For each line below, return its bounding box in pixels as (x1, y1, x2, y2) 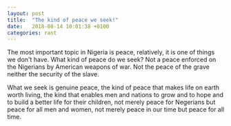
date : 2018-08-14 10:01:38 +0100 (7, 23, 110, 30)
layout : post (7, 10, 45, 17)
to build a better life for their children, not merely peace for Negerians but (7, 98, 216, 107)
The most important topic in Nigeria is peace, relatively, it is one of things (7, 48, 215, 56)
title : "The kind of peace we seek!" (7, 17, 119, 23)
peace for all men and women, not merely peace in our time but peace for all (7, 105, 225, 114)
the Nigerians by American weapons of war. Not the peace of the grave (7, 63, 210, 71)
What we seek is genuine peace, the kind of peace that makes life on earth (7, 83, 219, 92)
